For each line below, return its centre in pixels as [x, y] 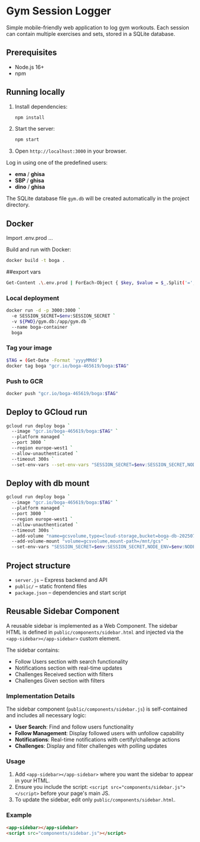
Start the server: [35, 129]
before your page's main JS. [75, 793]
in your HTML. [32, 781]
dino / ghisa [30, 187]
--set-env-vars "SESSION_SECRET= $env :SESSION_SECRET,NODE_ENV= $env [97, 547]
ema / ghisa [30, 174]
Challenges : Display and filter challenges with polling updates [91, 746]
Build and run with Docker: [39, 249]
